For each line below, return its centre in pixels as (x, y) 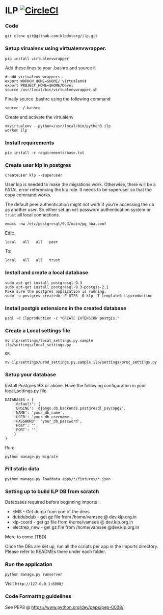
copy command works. (28, 195)
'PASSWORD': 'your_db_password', (48, 421)
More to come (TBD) (26, 537)
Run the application (29, 564)
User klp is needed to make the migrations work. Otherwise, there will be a (81, 184)
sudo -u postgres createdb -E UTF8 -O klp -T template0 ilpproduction (79, 296)
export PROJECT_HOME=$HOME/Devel (39, 85)
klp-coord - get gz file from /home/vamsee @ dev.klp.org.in (73, 522)
